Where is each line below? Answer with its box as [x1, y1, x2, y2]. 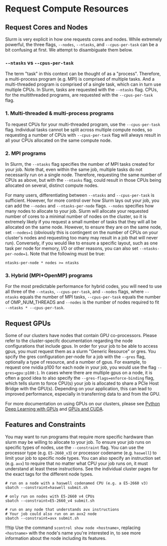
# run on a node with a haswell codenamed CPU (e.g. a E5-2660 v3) [5, 480, 149, 486]
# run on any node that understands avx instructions [5, 507, 120, 512]
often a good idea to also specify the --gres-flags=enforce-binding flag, [5, 375, 155, 381]
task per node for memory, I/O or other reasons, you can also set [5, 245, 139, 251]
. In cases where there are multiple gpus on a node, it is [38, 370, 153, 376]
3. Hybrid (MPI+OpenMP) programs [5, 271, 93, 279]
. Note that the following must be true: [27, 250, 106, 256]
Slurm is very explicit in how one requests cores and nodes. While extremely [5, 36, 162, 42]
